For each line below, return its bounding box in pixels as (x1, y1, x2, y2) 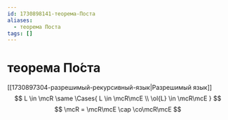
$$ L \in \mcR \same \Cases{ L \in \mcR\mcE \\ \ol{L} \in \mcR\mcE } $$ (14, 94, 222, 102)
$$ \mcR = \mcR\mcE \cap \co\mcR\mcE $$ (54, 105, 182, 114)
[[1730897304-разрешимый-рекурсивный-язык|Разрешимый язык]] (7, 84, 213, 92)
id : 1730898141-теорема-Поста (7, 10, 96, 18)
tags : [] (7, 29, 33, 37)
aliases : (7, 17, 33, 24)
